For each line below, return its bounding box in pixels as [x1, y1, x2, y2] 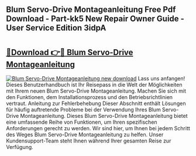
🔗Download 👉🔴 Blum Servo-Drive [6, 47, 133, 57]
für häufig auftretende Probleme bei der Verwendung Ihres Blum [6, 106, 161, 113]
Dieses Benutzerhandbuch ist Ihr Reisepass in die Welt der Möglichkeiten [6, 82, 183, 88]
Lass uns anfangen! [137, 75, 185, 82]
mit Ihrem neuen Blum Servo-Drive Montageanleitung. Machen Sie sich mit [6, 87, 186, 94]
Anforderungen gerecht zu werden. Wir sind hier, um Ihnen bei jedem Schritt [6, 125, 190, 131]
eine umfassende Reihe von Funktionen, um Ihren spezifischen [6, 118, 157, 126]
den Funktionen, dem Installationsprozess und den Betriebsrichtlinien [6, 94, 173, 100]
